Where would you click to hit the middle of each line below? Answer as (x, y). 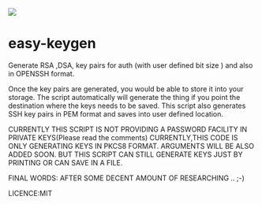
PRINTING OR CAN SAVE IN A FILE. (65, 162)
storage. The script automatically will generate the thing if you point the (124, 97)
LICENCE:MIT (30, 193)
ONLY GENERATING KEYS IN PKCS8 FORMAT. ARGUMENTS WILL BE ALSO (131, 146)
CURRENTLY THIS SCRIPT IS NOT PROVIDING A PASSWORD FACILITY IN (128, 129)
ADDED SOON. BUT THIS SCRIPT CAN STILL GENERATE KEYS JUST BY (125, 154)
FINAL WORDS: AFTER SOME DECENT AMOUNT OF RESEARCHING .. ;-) (126, 178)
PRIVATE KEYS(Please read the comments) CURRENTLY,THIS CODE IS (123, 137)
